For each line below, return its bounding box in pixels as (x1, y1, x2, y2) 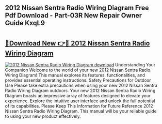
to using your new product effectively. (5, 113, 81, 119)
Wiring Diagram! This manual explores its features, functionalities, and (5, 72, 146, 78)
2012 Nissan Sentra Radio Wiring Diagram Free (5, 4, 149, 12)
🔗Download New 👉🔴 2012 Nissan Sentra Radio (5, 39, 150, 47)
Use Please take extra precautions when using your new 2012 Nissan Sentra (5, 82, 158, 88)
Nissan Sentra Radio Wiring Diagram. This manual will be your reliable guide (5, 108, 157, 114)
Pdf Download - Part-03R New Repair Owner (5, 12, 142, 20)
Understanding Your (115, 62, 156, 67)
